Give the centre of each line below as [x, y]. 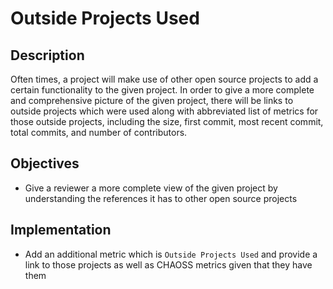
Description [47, 55]
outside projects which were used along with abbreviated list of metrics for [164, 111]
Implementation [61, 230]
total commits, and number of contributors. [99, 132]
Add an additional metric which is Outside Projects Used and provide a [171, 254]
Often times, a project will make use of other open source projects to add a [164, 79]
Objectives [45, 163]
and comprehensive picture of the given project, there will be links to [152, 100]
